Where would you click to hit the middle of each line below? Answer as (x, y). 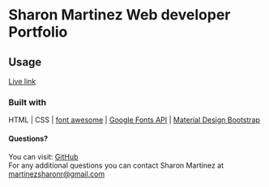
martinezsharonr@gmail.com (57, 174)
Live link (22, 81)
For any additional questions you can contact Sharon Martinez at (116, 165)
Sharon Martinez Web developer (120, 15)
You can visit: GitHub (43, 156)
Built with (28, 102)
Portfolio (38, 32)
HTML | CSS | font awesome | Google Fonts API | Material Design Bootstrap (134, 120)
